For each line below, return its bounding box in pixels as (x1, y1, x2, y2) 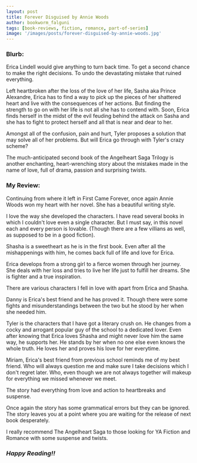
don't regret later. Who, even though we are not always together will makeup (6, 369, 192, 376)
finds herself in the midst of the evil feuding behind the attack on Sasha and (6, 113, 190, 120)
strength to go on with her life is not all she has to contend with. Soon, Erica (6, 106, 189, 113)
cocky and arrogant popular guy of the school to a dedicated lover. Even (6, 326, 182, 333)
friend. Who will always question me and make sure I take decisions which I (6, 362, 189, 369)
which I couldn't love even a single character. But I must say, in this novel (6, 219, 183, 226)
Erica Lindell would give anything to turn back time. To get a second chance (6, 63, 190, 71)
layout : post (6, 8, 38, 15)
